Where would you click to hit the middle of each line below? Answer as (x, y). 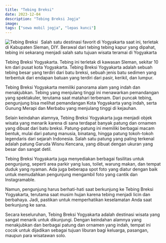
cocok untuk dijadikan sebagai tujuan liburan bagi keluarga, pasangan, (77, 230)
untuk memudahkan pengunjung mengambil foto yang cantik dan (71, 174)
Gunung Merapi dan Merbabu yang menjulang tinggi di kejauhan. (71, 108)
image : (12, 23)
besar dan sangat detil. (28, 149)
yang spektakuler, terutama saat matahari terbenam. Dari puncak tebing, (79, 98)
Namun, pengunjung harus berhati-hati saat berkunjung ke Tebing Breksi (79, 189)
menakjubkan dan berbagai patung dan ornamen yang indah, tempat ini (78, 225)
